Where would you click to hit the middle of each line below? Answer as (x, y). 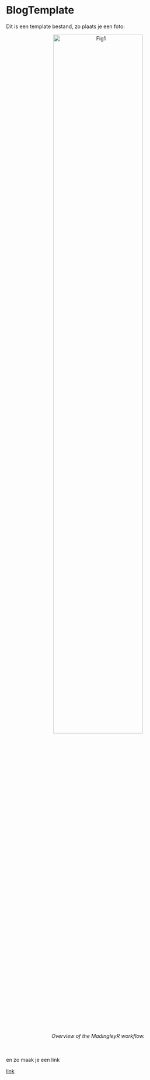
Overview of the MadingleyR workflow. (98, 1036)
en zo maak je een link (33, 1060)
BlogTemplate (40, 10)
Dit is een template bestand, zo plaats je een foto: (66, 26)
